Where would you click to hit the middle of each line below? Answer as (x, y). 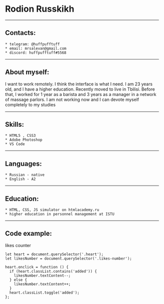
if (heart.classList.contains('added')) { (53, 271)
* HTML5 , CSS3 (20, 136)
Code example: (29, 234)
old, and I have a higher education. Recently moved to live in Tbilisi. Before (80, 89)
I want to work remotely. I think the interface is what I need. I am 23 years (79, 84)
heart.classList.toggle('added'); (44, 293)
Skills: (15, 124)
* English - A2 (20, 179)
